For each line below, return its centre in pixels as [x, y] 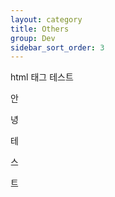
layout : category [46, 19]
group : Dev [33, 38]
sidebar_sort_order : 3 [57, 47]
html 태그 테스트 [42, 77]
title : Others [40, 29]
